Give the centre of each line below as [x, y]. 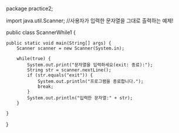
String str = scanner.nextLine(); [69, 70]
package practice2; [30, 9]
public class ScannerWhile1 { [41, 32]
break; [45, 87]
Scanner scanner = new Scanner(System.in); [71, 48]
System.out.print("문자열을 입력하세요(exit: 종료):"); [90, 65]
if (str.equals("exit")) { [60, 75]
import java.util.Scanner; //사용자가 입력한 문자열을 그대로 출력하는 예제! [90, 21]
